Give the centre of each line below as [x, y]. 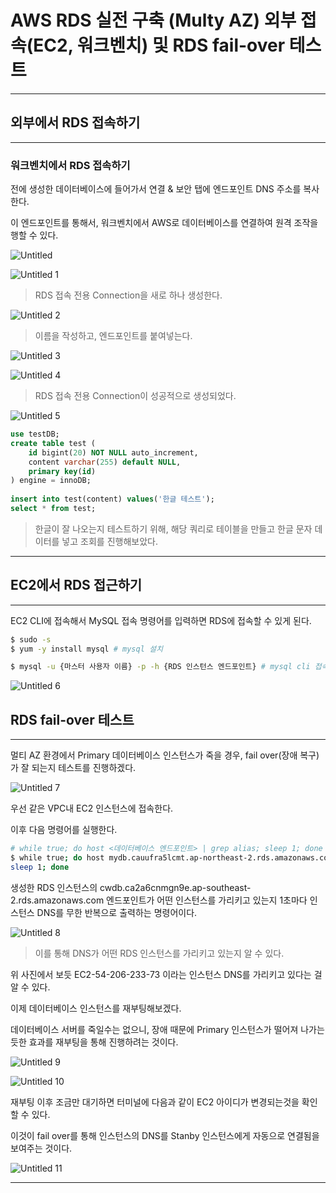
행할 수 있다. [34, 235]
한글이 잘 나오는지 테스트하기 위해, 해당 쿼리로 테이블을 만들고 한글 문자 [173, 528]
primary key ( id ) [62, 471]
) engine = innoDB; [51, 481]
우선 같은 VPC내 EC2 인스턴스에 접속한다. [92, 808]
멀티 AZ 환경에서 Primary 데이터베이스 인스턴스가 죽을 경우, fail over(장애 [154, 755]
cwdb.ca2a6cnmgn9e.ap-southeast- [175, 887]
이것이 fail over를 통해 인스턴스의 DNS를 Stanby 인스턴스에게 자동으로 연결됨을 [165, 1135]
